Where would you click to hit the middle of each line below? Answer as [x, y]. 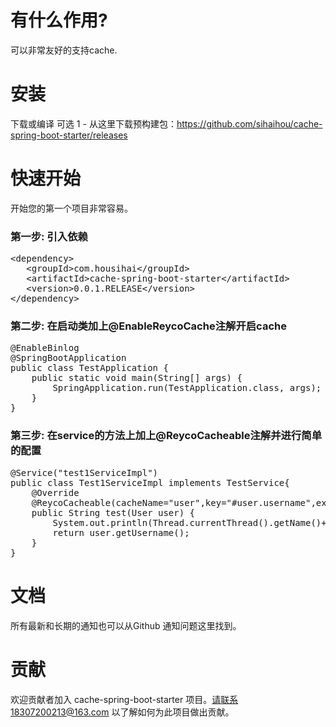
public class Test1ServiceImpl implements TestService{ [150, 482]
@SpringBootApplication [68, 358]
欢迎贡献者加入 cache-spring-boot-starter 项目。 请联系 [124, 699]
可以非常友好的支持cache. [64, 50]
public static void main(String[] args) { [137, 378]
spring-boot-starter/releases [69, 135]
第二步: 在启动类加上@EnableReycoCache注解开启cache [148, 326]
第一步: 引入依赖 [49, 236]
